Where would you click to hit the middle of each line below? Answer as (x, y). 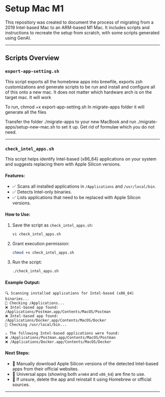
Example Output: (23, 282)
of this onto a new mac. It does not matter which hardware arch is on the (79, 92)
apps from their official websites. (45, 369)
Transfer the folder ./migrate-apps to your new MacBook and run (71, 122)
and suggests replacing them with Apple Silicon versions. (63, 164)
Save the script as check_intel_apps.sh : (53, 225)
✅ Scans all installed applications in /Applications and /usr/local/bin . (84, 186)
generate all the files (26, 112)
